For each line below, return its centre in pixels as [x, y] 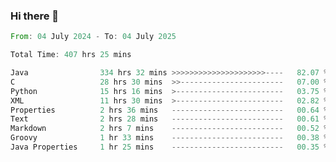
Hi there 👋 [35, 16]
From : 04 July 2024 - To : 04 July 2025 [93, 37]
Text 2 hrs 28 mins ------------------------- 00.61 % [169, 119]
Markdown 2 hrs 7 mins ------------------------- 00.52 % [169, 129]
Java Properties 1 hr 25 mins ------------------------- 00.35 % [169, 147]
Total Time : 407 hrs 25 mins [71, 55]
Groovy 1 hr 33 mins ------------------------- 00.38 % [169, 138]
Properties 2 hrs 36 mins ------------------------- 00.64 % [169, 110]
